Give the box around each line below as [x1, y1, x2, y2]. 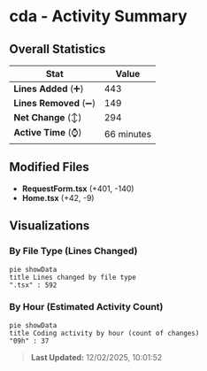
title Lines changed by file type [9, 273, 137, 282]
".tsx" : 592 [9, 281, 57, 290]
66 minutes [103, 128, 152, 140]
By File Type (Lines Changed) [9, 245, 138, 258]
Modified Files [9, 159, 90, 174]
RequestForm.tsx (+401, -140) [21, 183, 134, 194]
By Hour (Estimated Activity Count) [9, 301, 164, 313]
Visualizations [9, 219, 90, 234]
